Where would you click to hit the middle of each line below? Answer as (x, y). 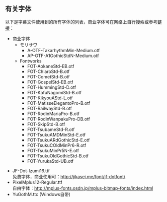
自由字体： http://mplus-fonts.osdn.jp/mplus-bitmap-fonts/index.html (83, 188)
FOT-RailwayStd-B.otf (49, 108)
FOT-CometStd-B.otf (48, 76)
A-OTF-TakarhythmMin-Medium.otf (64, 50)
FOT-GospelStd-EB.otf (50, 82)
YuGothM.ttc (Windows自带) (41, 194)
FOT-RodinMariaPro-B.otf (53, 114)
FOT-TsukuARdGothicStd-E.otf (58, 140)
